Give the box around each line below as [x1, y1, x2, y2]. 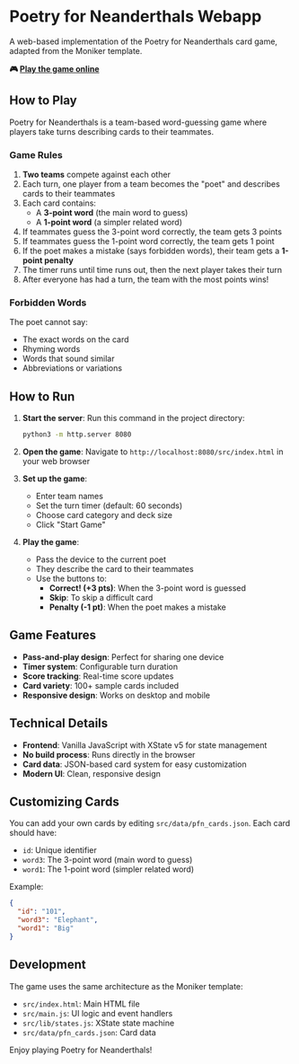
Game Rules [9, 148, 63, 161]
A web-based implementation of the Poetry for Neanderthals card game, [9, 36, 278, 47]
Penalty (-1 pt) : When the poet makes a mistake [48, 602, 227, 612]
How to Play [9, 92, 78, 109]
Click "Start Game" [35, 519, 106, 531]
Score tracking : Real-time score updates [22, 671, 174, 681]
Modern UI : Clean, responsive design [22, 768, 162, 778]
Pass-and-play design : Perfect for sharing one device [22, 651, 224, 662]
